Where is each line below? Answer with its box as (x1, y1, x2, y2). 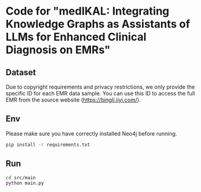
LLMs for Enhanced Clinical (5, 30, 147, 44)
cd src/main (5, 174, 36, 180)
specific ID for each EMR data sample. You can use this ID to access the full (5, 90, 196, 97)
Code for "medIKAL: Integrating (5, 4, 169, 18)
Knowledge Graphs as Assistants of (5, 17, 191, 31)
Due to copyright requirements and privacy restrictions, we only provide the (5, 83, 196, 91)
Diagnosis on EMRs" (5, 43, 111, 57)
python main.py (5, 180, 44, 187)
